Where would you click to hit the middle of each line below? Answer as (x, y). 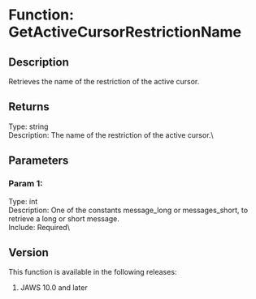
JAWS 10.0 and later (54, 288)
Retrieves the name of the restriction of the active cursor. (104, 81)
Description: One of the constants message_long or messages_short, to (128, 210)
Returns (29, 107)
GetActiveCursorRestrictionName (125, 32)
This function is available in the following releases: (93, 272)
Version (28, 252)
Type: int (23, 201)
